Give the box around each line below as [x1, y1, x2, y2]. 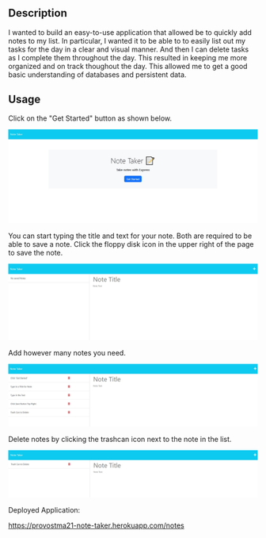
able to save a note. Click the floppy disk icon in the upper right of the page [8, 239, 254, 248]
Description [8, 6, 67, 20]
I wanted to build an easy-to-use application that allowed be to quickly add [8, 27, 252, 37]
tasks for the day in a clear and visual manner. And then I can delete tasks [8, 44, 249, 54]
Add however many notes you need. [8, 348, 127, 357]
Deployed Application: [8, 505, 81, 515]
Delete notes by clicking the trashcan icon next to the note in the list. [8, 434, 232, 444]
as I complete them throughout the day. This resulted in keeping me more [8, 52, 248, 62]
